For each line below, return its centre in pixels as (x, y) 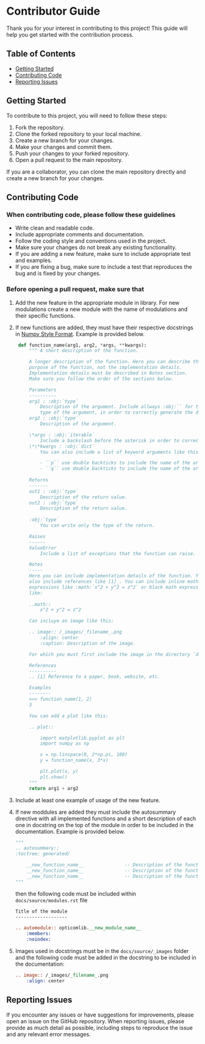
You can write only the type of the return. (97, 526)
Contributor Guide (53, 11)
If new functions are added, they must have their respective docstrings (104, 327)
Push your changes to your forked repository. (72, 153)
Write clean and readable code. (55, 228)
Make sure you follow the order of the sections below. (102, 379)
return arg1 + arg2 (54, 788)
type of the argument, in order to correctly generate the (117, 413)
